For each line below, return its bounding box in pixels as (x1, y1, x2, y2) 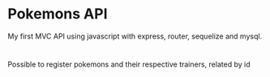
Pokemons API (7, 5, 108, 23)
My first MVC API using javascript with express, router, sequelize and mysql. (7, 31, 263, 41)
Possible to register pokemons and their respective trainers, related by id (7, 59, 251, 69)
